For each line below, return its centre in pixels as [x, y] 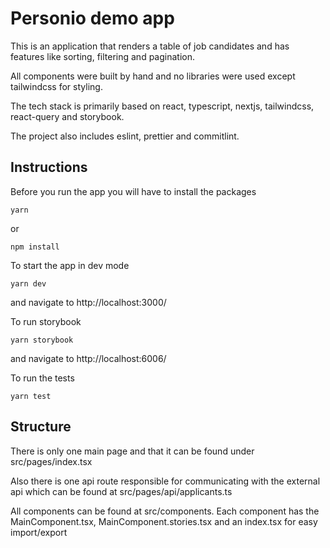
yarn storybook [42, 340]
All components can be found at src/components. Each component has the [165, 511]
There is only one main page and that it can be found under [132, 451]
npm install [35, 247]
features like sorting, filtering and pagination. [102, 56]
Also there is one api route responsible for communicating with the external [165, 481]
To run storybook [46, 321]
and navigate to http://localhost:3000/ [88, 302]
